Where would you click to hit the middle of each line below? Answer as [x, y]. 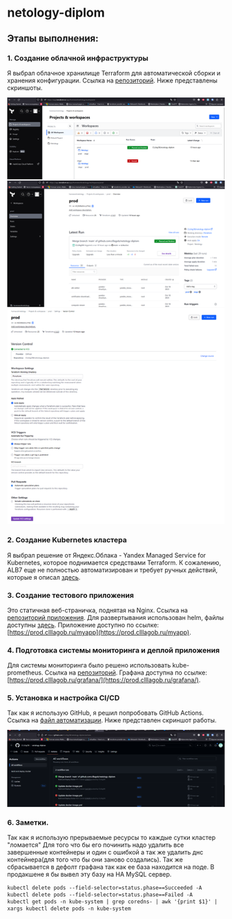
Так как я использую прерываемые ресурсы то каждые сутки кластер [112, 838]
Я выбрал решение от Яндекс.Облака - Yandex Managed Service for [107, 555]
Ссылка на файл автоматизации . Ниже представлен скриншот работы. [112, 720]
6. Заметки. [28, 823]
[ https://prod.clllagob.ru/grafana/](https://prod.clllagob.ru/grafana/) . [104, 680]
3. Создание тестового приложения [71, 595]
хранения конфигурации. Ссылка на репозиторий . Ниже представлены [112, 80]
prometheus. [25, 672]
